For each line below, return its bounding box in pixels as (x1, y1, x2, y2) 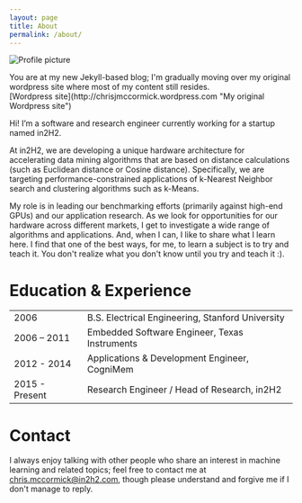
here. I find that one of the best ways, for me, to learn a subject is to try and (9, 239, 289, 250)
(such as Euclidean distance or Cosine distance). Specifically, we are (9, 164, 265, 175)
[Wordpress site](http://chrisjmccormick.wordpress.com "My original (9, 91, 265, 102)
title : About (9, 22, 58, 31)
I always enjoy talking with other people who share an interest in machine (9, 455, 281, 466)
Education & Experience (9, 280, 191, 301)
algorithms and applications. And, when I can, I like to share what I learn (9, 229, 276, 240)
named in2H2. (9, 128, 62, 139)
